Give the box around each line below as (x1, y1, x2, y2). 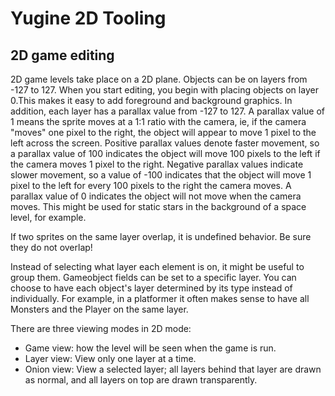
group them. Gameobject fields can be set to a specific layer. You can (10, 272, 297, 283)
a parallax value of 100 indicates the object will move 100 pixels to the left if (10, 148, 321, 159)
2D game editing (10, 47, 115, 64)
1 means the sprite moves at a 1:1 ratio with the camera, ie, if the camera (10, 116, 307, 127)
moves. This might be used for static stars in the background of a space (10, 201, 307, 212)
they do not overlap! (10, 242, 93, 253)
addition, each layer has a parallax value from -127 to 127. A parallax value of (10, 105, 326, 117)
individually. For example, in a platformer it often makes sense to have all (10, 293, 310, 304)
